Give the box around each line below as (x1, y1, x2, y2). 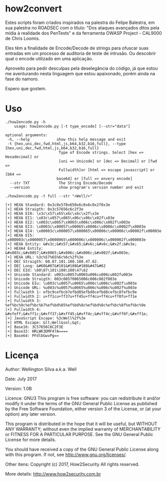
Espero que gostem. (5, 85, 47, 91)
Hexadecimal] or (5, 154, 39, 160)
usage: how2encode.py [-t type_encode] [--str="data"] (14, 124, 131, 129)
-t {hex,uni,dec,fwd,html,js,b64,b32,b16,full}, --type (7, 141, 126, 146)
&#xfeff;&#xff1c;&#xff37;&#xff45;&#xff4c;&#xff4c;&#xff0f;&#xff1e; (5, 311, 149, 317)
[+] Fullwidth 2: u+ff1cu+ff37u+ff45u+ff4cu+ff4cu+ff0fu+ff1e (5, 294, 137, 299)
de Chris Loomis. (5, 35, 40, 41)
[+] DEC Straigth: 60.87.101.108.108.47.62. (5, 259, 99, 264)
